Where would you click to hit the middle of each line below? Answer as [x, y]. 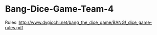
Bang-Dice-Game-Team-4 [59, 9]
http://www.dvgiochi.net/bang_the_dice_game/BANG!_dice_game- [85, 22]
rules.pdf [14, 27]
